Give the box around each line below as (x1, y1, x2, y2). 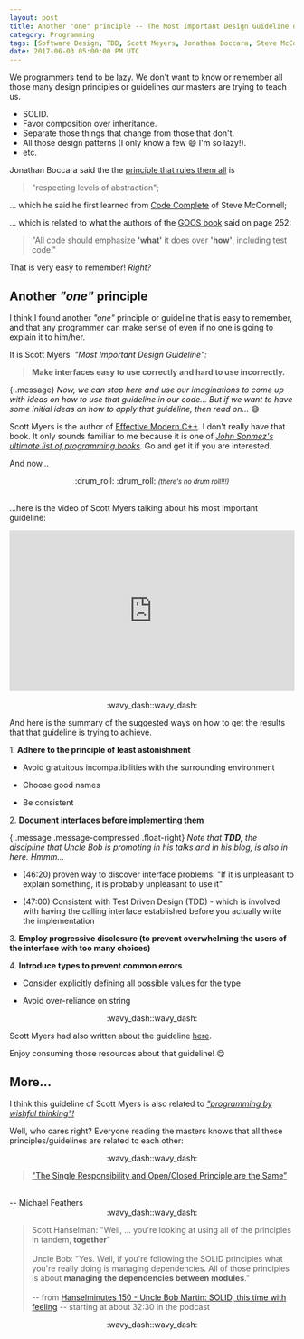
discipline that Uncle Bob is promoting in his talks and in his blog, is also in (9, 842, 288, 853)
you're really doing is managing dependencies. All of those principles (31, 1263, 290, 1274)
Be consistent (22, 797, 74, 808)
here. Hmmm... (9, 852, 65, 862)
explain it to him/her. (9, 332, 86, 342)
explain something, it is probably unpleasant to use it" (22, 879, 223, 890)
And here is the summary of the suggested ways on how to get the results (9, 718, 286, 728)
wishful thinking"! (9, 1108, 75, 1119)
